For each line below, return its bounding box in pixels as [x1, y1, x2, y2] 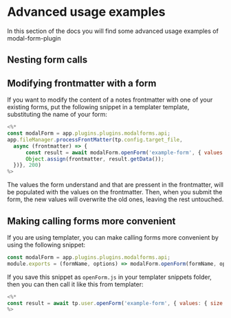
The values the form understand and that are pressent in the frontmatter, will [7, 181, 223, 189]
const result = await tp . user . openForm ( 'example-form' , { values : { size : [7, 299, 226, 306]
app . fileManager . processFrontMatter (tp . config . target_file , [7, 136, 184, 143]
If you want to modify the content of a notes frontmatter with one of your [7, 95, 213, 104]
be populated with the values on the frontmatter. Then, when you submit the [7, 188, 223, 196]
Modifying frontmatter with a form [7, 77, 157, 89]
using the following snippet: [7, 240, 86, 249]
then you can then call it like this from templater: [7, 280, 144, 288]
